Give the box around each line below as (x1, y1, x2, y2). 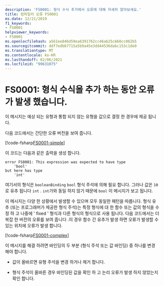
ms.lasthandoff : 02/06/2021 (5, 57, 63, 62)
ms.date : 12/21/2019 (5, 16, 47, 21)
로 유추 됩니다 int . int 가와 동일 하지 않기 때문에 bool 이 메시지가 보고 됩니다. (5, 188, 153, 194)
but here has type (5, 168, 43, 174)
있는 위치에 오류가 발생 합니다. (5, 223, 63, 229)
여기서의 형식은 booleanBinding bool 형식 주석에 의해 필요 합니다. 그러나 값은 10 (5, 182, 158, 188)
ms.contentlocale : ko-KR (5, 52, 56, 58)
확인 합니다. (12, 276, 35, 282)
